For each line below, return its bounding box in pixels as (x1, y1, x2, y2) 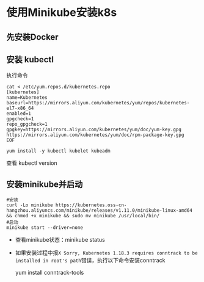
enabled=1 (6, 110, 32, 117)
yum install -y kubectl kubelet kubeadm (6, 148, 111, 154)
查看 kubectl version (6, 159, 58, 167)
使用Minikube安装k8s (6, 5, 117, 20)
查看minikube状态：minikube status (15, 236, 105, 244)
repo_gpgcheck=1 (6, 121, 48, 128)
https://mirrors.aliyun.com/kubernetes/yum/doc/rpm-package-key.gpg (6, 132, 184, 138)
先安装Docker (6, 32, 59, 42)
